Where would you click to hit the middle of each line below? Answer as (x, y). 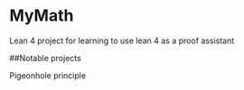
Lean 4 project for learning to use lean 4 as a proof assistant (122, 40)
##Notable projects (45, 58)
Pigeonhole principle (48, 75)
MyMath (42, 16)
